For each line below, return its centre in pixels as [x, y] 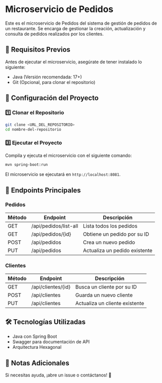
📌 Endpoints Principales [43, 190]
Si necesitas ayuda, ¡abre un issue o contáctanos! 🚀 [58, 375]
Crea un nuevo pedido [109, 242]
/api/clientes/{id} [51, 287]
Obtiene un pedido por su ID [116, 234]
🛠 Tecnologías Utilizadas [45, 322]
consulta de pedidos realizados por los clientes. [54, 34]
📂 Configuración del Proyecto [52, 98]
